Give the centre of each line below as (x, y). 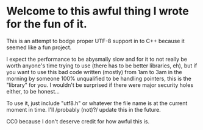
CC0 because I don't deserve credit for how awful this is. (78, 121)
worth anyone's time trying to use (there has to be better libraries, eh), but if (102, 66)
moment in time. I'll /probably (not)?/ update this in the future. (84, 109)
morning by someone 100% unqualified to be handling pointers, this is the (99, 78)
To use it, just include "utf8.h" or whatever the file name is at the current (97, 103)
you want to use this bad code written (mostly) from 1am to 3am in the (94, 72)
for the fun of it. (47, 24)
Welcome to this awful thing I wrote (98, 11)
